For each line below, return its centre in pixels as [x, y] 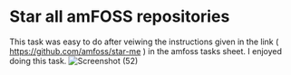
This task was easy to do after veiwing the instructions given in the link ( [144, 42]
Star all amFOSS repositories [120, 17]
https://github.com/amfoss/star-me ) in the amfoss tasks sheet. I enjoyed [146, 51]
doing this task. [38, 61]
